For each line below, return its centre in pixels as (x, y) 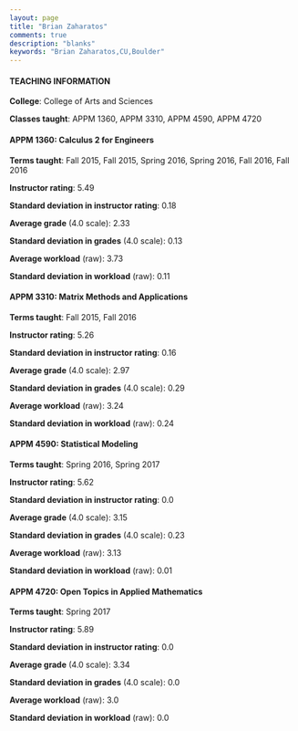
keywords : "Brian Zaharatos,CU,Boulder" (87, 52)
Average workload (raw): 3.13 (66, 552)
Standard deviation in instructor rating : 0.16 (93, 352)
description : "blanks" (52, 43)
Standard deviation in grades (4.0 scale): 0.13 (96, 240)
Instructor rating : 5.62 (51, 482)
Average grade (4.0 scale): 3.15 (68, 517)
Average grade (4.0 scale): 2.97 (70, 370)
